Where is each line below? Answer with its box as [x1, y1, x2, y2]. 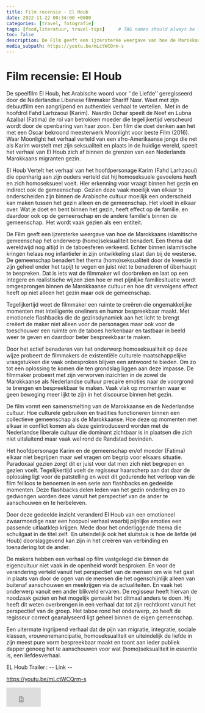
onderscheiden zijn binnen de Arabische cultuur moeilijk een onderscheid [6, 192, 192, 200]
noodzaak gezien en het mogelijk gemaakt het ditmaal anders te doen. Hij [6, 594, 191, 602]
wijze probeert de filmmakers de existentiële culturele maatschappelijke [6, 351, 187, 359]
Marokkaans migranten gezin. [6, 154, 81, 162]
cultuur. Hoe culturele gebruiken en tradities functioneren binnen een [6, 409, 180, 416]
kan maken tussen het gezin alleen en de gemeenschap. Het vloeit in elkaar [6, 199, 196, 206]
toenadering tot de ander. [6, 543, 70, 551]
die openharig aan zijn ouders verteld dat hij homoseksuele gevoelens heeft [6, 173, 197, 181]
